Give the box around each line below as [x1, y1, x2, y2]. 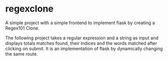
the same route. [5, 51, 38, 57]
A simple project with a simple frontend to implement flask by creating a [5, 20, 155, 26]
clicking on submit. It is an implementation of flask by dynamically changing [5, 45, 163, 51]
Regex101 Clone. [5, 25, 39, 31]
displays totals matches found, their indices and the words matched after [5, 40, 157, 46]
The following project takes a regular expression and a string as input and [5, 35, 158, 41]
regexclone [5, 3, 54, 15]
